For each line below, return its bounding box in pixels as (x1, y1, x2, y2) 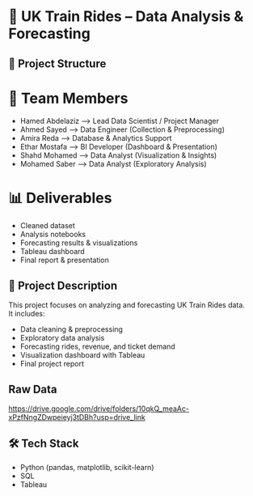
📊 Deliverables (8, 189, 112, 207)
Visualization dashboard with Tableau (19, 350, 145, 360)
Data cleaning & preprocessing (19, 324, 124, 334)
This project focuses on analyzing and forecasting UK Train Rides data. (8, 300, 245, 310)
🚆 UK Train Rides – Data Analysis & (8, 7, 244, 26)
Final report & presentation (19, 255, 109, 265)
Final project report (19, 359, 85, 369)
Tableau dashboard (19, 247, 85, 256)
